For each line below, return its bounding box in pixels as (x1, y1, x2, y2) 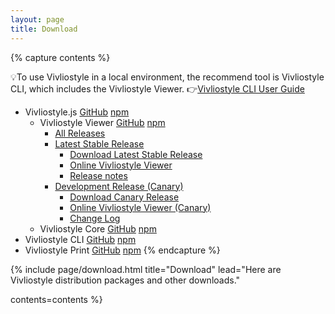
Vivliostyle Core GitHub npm (39, 222, 157, 235)
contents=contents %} (10, 293, 103, 305)
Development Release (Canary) (54, 180, 184, 192)
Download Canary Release (69, 191, 180, 203)
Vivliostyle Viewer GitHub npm (39, 116, 166, 128)
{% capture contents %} (10, 51, 111, 63)
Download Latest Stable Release (69, 148, 203, 160)
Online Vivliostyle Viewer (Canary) (69, 201, 212, 213)
